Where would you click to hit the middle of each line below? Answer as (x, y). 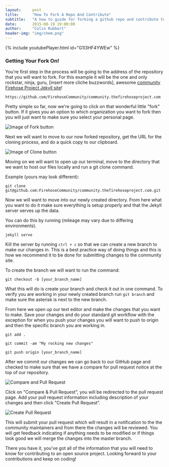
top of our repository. (27, 373)
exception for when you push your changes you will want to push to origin (82, 320)
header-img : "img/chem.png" (35, 33)
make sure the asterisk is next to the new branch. (56, 300)
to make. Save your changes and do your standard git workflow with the (80, 315)
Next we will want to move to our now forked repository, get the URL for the (83, 137)
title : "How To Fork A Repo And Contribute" (58, 15)
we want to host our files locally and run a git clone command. (70, 167)
